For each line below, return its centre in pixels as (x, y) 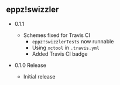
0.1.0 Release (30, 65)
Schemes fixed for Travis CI (57, 35)
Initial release (39, 76)
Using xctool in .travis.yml (66, 47)
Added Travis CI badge (60, 54)
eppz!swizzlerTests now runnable (73, 41)
